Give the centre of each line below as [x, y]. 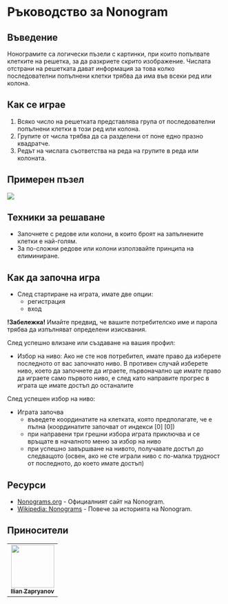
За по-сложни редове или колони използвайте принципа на [105, 249]
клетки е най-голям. [47, 241]
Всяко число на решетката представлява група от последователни [116, 121]
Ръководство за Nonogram [88, 12]
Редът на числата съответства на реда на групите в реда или [108, 150]
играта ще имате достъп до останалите [75, 386]
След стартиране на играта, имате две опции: [85, 294]
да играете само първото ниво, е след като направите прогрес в [113, 378]
